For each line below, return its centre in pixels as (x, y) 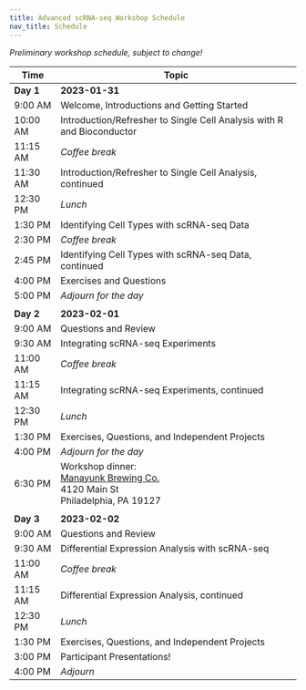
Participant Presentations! (116, 656)
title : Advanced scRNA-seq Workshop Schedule (97, 18)
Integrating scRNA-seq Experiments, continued (162, 390)
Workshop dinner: (98, 466)
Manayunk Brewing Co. (110, 478)
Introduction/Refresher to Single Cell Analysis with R (172, 119)
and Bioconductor (99, 131)
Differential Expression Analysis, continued (152, 595)
